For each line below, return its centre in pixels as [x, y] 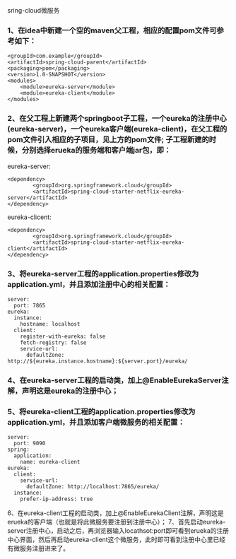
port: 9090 [30, 444]
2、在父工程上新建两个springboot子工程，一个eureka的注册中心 [117, 119]
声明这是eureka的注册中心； [70, 391]
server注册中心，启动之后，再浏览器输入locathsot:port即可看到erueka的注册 [118, 531]
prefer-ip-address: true [57, 499]
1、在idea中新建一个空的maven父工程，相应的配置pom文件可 [112, 30]
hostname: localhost [50, 324]
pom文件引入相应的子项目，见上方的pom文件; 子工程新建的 [108, 140]
